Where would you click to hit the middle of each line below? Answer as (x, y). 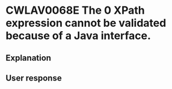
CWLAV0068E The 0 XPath (75, 10)
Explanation (29, 58)
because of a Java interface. (78, 36)
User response (34, 78)
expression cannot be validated (86, 23)
